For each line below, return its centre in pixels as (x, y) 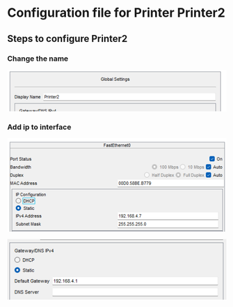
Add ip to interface (39, 127)
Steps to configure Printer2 (67, 39)
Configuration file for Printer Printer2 (116, 13)
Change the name (38, 59)
